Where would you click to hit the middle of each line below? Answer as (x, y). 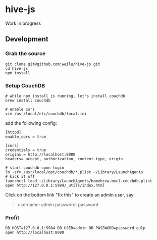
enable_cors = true (26, 137)
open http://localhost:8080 (35, 233)
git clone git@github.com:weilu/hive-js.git (53, 64)
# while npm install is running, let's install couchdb (65, 96)
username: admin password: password (58, 204)
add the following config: (31, 123)
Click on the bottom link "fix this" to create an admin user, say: (70, 195)
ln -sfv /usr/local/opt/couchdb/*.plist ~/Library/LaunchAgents (74, 172)
